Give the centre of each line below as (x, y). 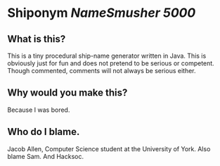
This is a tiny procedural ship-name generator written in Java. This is (107, 56)
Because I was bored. (39, 110)
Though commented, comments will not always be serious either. (102, 71)
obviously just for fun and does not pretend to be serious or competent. (111, 63)
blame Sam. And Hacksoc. (46, 156)
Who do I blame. (44, 132)
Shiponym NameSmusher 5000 (102, 13)
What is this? (37, 39)
